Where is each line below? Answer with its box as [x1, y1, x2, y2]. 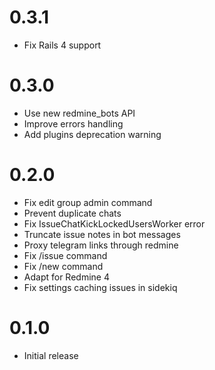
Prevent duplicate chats [23, 207, 122, 219]
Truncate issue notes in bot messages [23, 228, 181, 240]
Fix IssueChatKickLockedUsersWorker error [23, 217, 206, 230]
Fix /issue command [23, 249, 108, 261]
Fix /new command [23, 260, 104, 272]
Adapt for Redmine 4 [23, 271, 110, 283]
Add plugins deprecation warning [23, 128, 162, 140]
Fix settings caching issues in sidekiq [23, 281, 178, 293]
